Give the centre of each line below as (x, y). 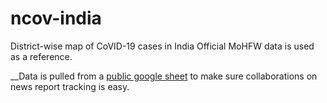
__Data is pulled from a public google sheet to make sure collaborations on (164, 76)
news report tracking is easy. (70, 86)
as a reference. (41, 56)
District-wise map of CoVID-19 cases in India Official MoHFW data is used (162, 46)
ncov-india (56, 18)
